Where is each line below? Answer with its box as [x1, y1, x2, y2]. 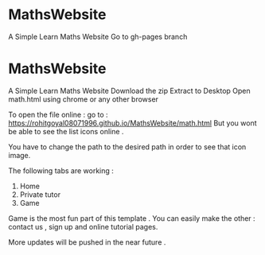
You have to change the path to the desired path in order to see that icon [8, 141, 247, 152]
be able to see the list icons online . [8, 126, 124, 136]
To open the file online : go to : [8, 110, 109, 119]
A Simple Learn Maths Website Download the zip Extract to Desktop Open [8, 86, 251, 95]
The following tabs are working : [8, 165, 114, 176]
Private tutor [19, 189, 61, 199]
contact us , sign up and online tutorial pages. [8, 222, 158, 231]
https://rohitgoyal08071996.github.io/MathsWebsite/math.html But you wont [8, 118, 257, 128]
